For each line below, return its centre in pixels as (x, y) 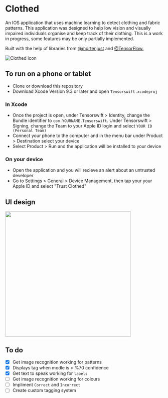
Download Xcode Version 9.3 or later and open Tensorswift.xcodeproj (85, 91)
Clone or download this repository (48, 86)
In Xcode (16, 104)
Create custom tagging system (44, 390)
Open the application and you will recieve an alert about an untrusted (84, 170)
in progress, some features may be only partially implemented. (70, 39)
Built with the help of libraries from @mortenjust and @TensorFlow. (74, 48)
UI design (20, 202)
